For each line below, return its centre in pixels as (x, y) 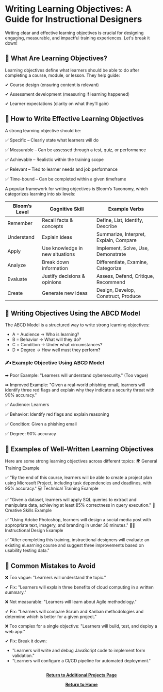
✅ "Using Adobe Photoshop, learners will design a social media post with (78, 520)
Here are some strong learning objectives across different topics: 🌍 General (81, 461)
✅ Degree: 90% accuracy (31, 433)
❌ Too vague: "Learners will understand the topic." (56, 578)
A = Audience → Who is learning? (46, 335)
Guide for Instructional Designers (73, 19)
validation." (23, 656)
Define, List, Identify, (120, 220)
